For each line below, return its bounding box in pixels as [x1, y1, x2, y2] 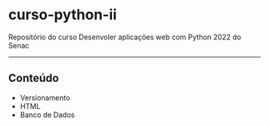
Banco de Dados [19, 110, 75, 120]
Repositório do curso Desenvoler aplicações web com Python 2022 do [8, 32, 242, 42]
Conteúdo [8, 71, 59, 85]
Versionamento [19, 92, 70, 102]
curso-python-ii [8, 6, 118, 24]
